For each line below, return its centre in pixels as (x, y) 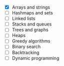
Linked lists (23, 18)
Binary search (26, 46)
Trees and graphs (30, 30)
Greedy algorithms (31, 41)
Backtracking (25, 52)
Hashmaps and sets (32, 13)
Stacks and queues (32, 24)
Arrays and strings (31, 7)
